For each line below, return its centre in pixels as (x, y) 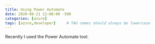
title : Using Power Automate (35, 9)
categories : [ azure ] (26, 18)
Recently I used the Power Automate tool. (47, 37)
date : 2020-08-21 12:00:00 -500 (38, 14)
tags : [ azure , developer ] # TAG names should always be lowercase (78, 23)
